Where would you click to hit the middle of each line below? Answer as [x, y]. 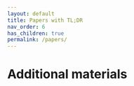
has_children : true [36, 33]
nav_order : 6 [26, 27]
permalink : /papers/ [38, 40]
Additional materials [67, 74]
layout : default [31, 14]
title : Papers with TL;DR [45, 20]
